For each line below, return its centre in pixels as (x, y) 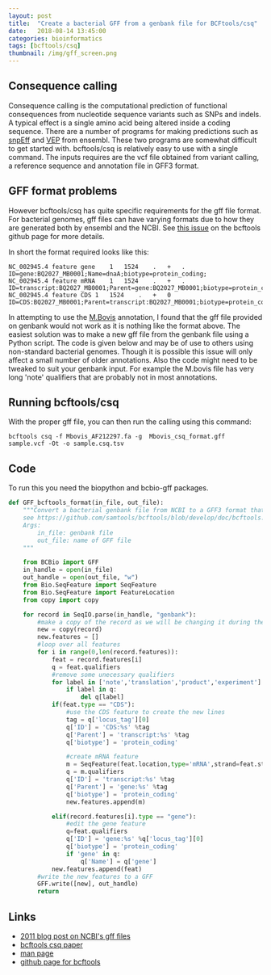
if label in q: (91, 690)
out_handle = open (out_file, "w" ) (81, 578)
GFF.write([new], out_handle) (88, 884)
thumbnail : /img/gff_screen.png (63, 53)
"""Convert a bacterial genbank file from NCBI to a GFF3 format (135, 511)
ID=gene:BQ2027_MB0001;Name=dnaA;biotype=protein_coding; (108, 274)
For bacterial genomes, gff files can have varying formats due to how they (131, 219)
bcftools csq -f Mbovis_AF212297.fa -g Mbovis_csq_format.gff (117, 437)
